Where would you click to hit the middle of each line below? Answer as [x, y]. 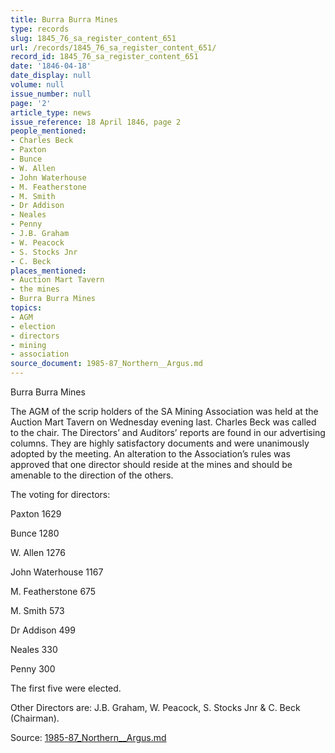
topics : [26, 308]
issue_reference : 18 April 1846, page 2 [96, 122]
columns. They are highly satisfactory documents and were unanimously [160, 443]
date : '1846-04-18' [51, 66]
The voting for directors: [60, 494]
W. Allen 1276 [38, 552]
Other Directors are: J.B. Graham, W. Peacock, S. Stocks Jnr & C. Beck [155, 707]
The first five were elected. [66, 688]
